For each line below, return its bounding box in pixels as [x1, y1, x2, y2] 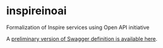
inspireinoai [6, 4, 67, 18]
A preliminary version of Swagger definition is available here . [6, 35, 158, 42]
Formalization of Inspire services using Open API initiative [6, 24, 150, 31]
